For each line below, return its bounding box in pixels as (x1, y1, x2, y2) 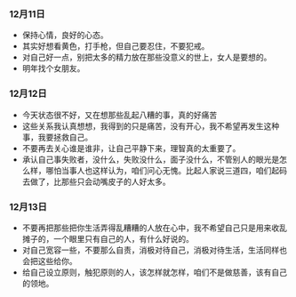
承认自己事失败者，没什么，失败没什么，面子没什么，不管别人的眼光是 (21, 154, 280, 165)
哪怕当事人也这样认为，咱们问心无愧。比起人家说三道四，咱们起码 (45, 165, 287, 175)
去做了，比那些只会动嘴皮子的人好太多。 (21, 176, 171, 187)
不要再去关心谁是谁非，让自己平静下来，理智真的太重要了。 (21, 142, 241, 153)
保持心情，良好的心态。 (21, 29, 108, 41)
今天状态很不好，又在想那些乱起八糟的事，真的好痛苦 (21, 109, 218, 120)
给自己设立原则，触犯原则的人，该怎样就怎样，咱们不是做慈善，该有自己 (21, 267, 287, 277)
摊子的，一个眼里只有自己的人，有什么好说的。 (21, 233, 194, 244)
